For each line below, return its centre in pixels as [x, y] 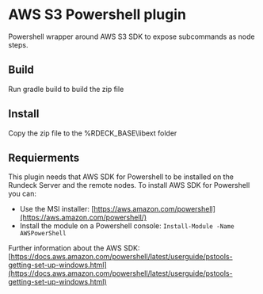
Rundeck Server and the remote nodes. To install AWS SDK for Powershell [129, 185]
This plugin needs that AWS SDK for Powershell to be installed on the [121, 177]
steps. [18, 44]
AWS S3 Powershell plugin [97, 15]
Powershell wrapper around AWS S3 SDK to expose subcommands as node [131, 36]
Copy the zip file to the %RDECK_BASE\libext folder [93, 133]
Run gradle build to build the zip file [66, 89]
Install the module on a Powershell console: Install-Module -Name [127, 226]
